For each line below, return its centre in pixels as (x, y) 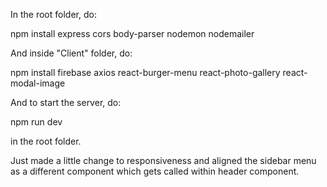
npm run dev (36, 122)
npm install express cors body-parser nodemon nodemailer (132, 33)
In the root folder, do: (53, 14)
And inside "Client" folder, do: (71, 53)
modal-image (38, 83)
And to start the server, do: (66, 102)
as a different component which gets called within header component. (155, 171)
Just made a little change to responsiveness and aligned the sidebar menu (163, 160)
